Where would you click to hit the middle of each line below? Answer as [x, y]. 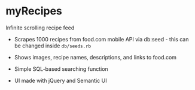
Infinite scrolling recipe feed [40, 28]
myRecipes [34, 11]
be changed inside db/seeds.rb [52, 46]
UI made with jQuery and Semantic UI [60, 80]
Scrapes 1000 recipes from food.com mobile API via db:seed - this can [101, 39]
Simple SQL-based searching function [61, 69]
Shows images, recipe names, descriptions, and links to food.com [95, 57]
